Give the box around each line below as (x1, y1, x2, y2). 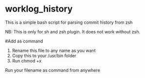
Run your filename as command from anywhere (5, 67, 101, 73)
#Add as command (5, 38, 43, 44)
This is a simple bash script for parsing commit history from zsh (5, 19, 133, 25)
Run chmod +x (12, 58, 42, 63)
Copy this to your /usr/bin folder (12, 52, 76, 59)
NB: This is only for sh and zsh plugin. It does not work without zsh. (5, 29, 140, 34)
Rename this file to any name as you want (12, 47, 96, 53)
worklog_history (5, 3, 73, 15)
